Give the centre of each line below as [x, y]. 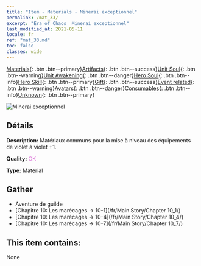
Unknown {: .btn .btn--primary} [56, 94]
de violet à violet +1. [31, 147]
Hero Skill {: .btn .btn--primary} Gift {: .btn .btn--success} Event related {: [106, 82]
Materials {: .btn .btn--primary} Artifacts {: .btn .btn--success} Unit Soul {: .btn [101, 69]
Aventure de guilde [39, 204]
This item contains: [44, 243]
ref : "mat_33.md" [28, 40]
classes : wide [24, 52]
